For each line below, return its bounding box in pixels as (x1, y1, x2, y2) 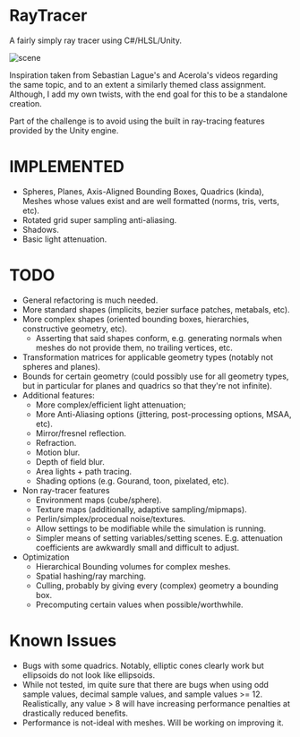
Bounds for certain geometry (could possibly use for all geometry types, (21, 371, 289, 381)
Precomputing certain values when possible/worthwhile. (35, 599, 244, 610)
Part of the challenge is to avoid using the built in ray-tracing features (9, 116, 266, 126)
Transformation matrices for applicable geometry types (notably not (21, 351, 273, 363)
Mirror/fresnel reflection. (35, 427, 127, 439)
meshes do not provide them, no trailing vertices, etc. (35, 342, 233, 353)
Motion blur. (35, 447, 81, 458)
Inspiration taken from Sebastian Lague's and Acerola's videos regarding (9, 69, 279, 81)
